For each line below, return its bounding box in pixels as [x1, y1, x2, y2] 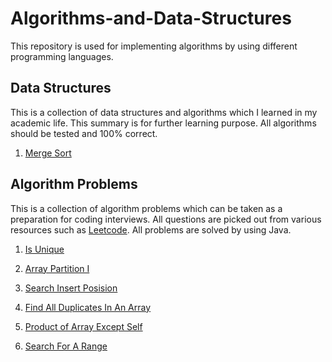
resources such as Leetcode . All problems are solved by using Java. [10, 223, 292, 236]
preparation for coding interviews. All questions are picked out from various [10, 213, 322, 225]
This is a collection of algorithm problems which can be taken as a [10, 202, 283, 214]
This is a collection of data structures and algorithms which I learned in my [10, 106, 318, 118]
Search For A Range [24, 340, 108, 352]
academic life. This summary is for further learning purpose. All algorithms [10, 117, 317, 129]
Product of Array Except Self [24, 320, 143, 332]
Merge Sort [24, 147, 72, 159]
